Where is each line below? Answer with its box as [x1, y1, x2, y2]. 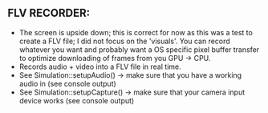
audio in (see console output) [18, 79, 117, 88]
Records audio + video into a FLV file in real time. [18, 62, 181, 71]
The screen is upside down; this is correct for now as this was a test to [18, 27, 254, 37]
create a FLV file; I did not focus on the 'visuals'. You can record [18, 36, 230, 46]
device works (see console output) [18, 95, 135, 105]
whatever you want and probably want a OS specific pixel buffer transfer [18, 44, 260, 54]
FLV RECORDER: [7, 6, 91, 20]
